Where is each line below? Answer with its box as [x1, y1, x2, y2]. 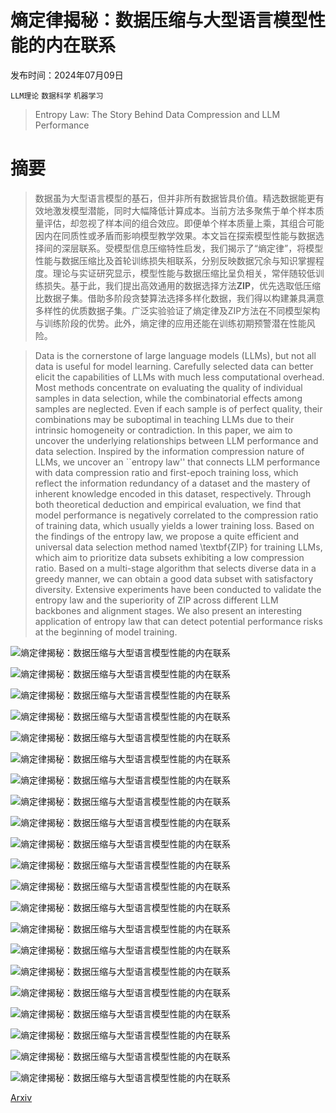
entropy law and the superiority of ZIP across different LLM [34, 594, 279, 606]
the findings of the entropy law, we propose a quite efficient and [34, 530, 300, 542]
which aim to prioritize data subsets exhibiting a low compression [34, 551, 305, 563]
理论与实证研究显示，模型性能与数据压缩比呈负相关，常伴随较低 [52, 267, 316, 279]
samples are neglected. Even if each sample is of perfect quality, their [34, 402, 323, 415]
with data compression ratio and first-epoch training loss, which [34, 466, 299, 478]
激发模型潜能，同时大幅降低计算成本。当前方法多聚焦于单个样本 [52, 204, 316, 216]
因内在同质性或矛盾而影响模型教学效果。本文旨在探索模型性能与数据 [34, 229, 316, 241]
